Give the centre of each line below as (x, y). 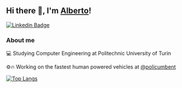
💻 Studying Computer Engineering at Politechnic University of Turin (89, 53)
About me (21, 40)
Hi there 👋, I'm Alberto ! (49, 11)
